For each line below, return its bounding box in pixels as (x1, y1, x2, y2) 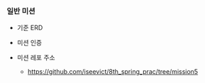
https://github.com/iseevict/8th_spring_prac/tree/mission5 (27, 68, 199, 76)
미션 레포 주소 (16, 53, 55, 62)
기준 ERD (16, 23, 43, 32)
